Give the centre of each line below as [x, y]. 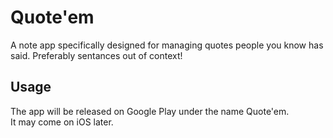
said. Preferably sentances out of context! [96, 55]
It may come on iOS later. [62, 122]
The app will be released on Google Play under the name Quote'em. [150, 111]
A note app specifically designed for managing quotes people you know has [167, 45]
